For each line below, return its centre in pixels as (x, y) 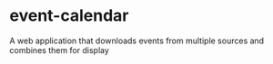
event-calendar (69, 16)
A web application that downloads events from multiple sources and (137, 41)
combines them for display (59, 50)
